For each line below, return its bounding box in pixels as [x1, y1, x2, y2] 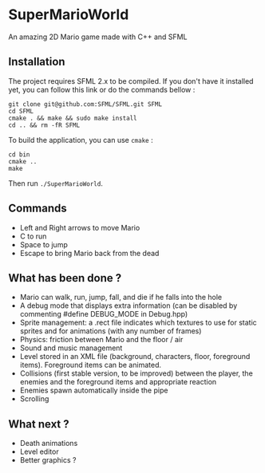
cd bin [8, 150, 30, 159]
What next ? [8, 417, 69, 431]
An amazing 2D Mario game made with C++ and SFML [8, 32, 188, 41]
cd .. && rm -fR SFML [8, 121, 81, 129]
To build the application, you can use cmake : [8, 135, 153, 144]
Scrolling [19, 394, 49, 404]
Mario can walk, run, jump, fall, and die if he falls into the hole [19, 293, 222, 302]
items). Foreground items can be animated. [19, 361, 162, 370]
